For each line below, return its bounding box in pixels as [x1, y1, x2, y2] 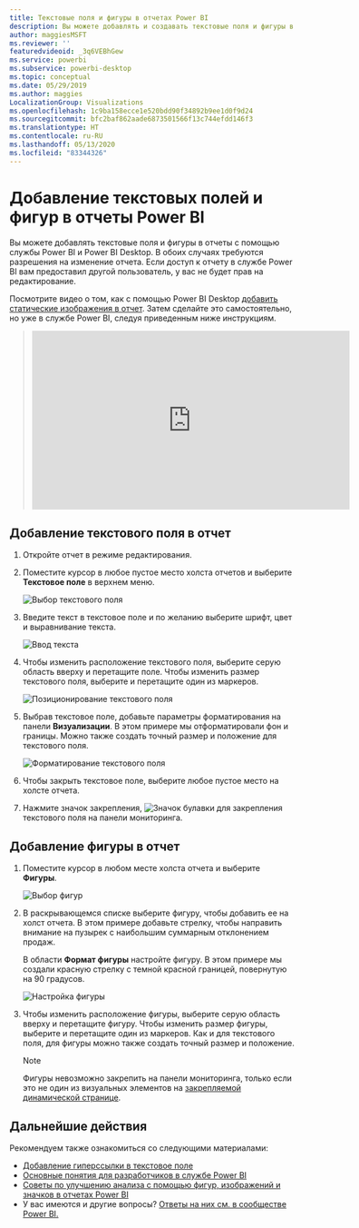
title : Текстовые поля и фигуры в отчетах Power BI [9, 13, 209, 23]
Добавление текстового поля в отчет [9, 525, 231, 540]
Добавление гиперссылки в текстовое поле [22, 1160, 193, 1171]
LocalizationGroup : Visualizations [9, 97, 144, 107]
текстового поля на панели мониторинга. [22, 812, 183, 823]
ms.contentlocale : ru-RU [9, 132, 103, 141]
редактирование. [9, 275, 77, 286]
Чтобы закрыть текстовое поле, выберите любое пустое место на [22, 776, 279, 787]
